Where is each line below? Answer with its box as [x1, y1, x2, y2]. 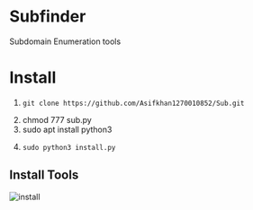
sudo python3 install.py [22, 143, 116, 152]
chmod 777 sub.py [22, 114, 92, 125]
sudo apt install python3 [22, 124, 113, 135]
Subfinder [9, 6, 86, 27]
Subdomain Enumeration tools [9, 36, 122, 47]
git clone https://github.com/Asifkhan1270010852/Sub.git [22, 99, 245, 108]
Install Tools [9, 168, 79, 183]
